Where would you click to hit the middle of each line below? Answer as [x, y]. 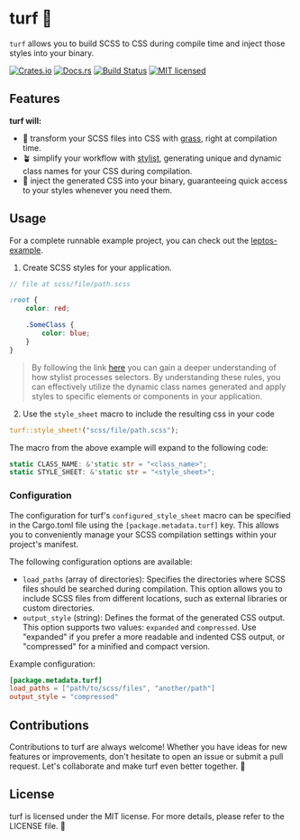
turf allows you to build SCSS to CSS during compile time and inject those [147, 43]
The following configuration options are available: [101, 561]
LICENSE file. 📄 [37, 826]
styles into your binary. [52, 52]
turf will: [26, 120]
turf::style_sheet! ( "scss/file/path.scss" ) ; [94, 430]
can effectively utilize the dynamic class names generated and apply [159, 387]
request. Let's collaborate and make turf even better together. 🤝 [127, 766]
